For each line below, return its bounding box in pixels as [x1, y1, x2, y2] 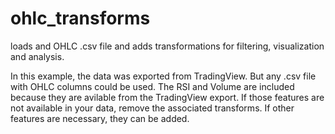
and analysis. [10, 50, 65, 62]
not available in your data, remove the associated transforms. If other [10, 102, 295, 114]
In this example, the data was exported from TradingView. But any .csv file [10, 70, 317, 82]
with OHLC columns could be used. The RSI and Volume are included [10, 80, 295, 92]
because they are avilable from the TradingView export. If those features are [10, 91, 325, 103]
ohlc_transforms [10, 7, 151, 30]
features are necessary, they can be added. [10, 112, 190, 124]
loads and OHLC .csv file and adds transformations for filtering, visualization [10, 40, 325, 52]
